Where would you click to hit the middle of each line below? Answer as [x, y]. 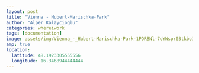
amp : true [18, 45]
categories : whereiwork [36, 28]
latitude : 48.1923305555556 [46, 55]
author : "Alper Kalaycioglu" [42, 22]
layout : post [22, 11]
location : [18, 50]
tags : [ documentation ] [34, 34]
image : [14, 39]
